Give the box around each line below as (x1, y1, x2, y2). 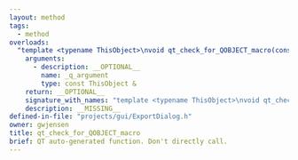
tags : (9, 21, 29, 30)
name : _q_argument (41, 71, 109, 80)
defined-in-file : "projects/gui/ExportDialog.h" (9, 112, 192, 121)
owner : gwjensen (9, 121, 69, 130)
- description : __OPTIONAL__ (32, 63, 141, 72)
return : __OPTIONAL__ (25, 87, 105, 96)
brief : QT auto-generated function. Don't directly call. (9, 137, 228, 146)
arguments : (25, 54, 66, 63)
